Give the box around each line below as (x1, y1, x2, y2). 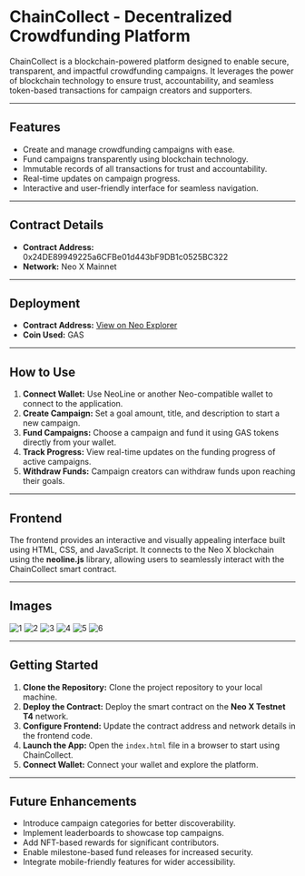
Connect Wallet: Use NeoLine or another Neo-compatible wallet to (22, 388, 274, 399)
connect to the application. (22, 398, 123, 409)
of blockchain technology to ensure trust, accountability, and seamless (9, 75, 274, 86)
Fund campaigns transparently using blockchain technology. (22, 153, 249, 165)
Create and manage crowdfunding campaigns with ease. (22, 144, 235, 155)
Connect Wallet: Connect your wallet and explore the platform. (22, 759, 259, 770)
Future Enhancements (9, 794, 138, 810)
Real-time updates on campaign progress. (22, 173, 181, 184)
